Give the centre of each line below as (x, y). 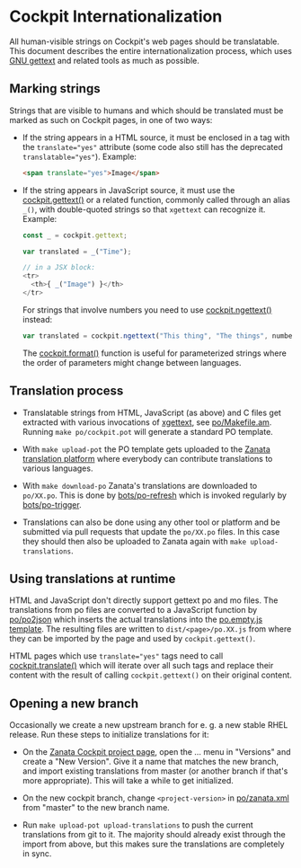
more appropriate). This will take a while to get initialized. (128, 781)
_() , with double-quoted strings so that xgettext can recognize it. (144, 209)
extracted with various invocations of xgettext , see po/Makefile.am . (147, 422)
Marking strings (55, 89)
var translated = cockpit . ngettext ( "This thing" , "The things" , (145, 336)
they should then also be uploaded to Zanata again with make (134, 541)
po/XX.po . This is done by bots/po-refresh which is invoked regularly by (155, 495)
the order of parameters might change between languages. (132, 362)
